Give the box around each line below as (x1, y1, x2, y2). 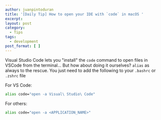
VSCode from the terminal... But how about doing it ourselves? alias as (5, 62, 150, 68)
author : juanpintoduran (5, 7, 54, 12)
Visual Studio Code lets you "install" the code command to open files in (5, 57, 148, 63)
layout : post (5, 21, 32, 26)
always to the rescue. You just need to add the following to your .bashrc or (5, 67, 156, 73)
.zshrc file (5, 72, 26, 78)
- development (9, 39, 38, 44)
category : (5, 25, 26, 30)
